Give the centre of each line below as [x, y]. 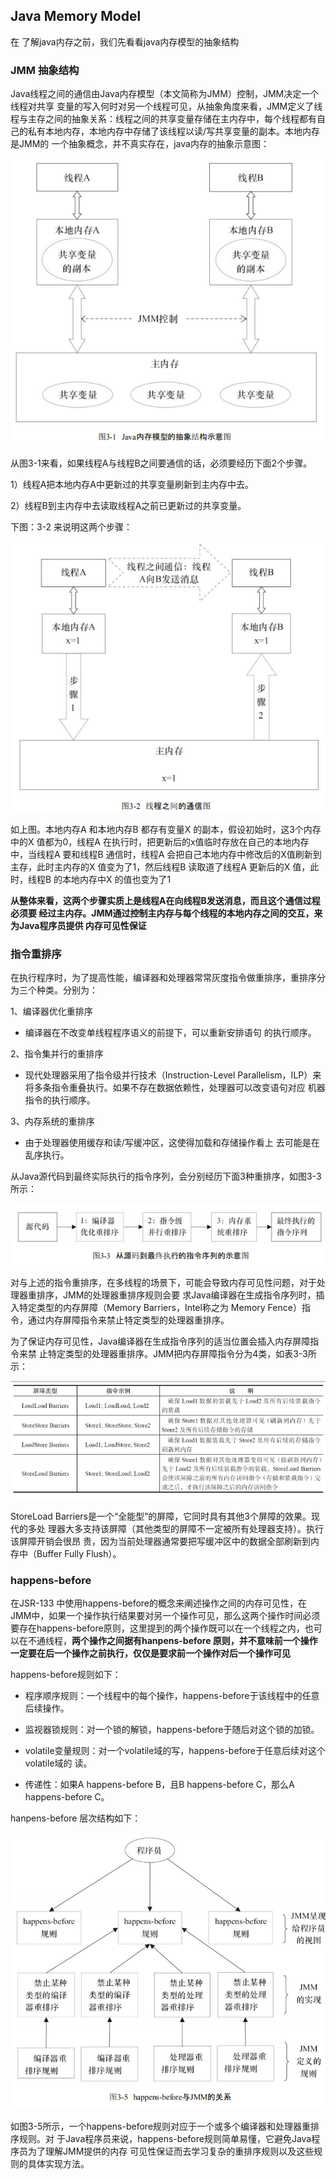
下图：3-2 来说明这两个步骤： [71, 526]
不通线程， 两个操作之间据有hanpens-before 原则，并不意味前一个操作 [172, 1641]
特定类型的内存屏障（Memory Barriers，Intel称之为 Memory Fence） [160, 1308]
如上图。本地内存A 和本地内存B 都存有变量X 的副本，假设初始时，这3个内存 [166, 829]
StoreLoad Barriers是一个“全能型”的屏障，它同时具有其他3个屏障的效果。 [161, 1516]
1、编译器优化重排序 [51, 1011]
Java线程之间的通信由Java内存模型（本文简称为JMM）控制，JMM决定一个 [165, 94]
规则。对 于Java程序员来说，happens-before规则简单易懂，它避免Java [165, 2139]
